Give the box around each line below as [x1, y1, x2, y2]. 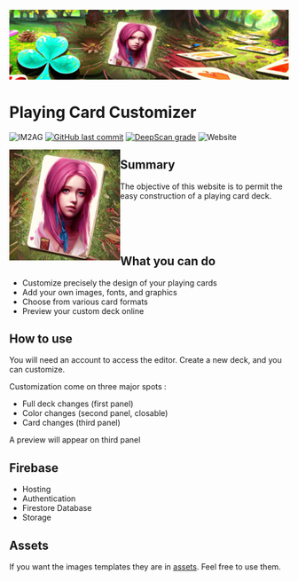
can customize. [9, 365, 66, 375]
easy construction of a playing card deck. [120, 190, 272, 200]
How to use [9, 331, 73, 346]
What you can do [120, 254, 216, 269]
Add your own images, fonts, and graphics [21, 287, 177, 297]
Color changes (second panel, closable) [21, 408, 169, 419]
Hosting [21, 484, 51, 495]
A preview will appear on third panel [9, 435, 141, 445]
